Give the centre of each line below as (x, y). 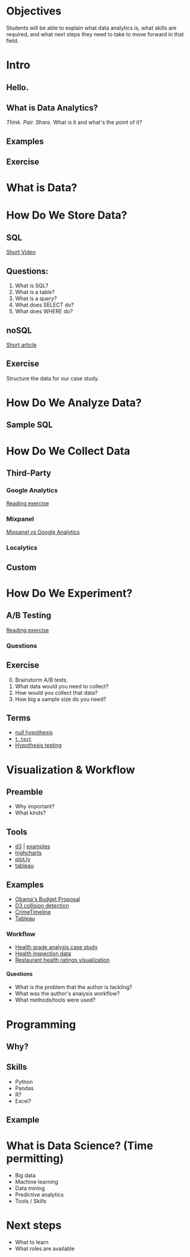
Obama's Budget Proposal (47, 899)
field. (13, 40)
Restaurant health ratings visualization (62, 960)
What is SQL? (32, 286)
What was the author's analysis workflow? (67, 994)
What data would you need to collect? (62, 686)
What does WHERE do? (44, 312)
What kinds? (30, 813)
